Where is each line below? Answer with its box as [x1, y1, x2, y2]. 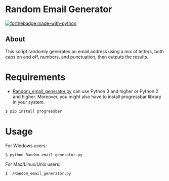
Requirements [5, 71, 66, 83]
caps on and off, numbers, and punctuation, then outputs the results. [5, 54, 149, 60]
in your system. [12, 99, 45, 105]
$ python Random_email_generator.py [5, 152, 82, 157]
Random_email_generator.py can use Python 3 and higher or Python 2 [12, 88, 158, 94]
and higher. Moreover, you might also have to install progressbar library [12, 94, 162, 100]
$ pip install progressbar [5, 109, 62, 114]
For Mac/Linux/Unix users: [5, 161, 61, 167]
